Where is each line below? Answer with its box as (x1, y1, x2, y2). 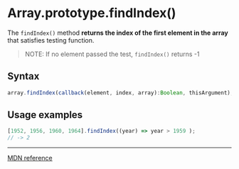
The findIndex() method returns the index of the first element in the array (7, 28, 229, 37)
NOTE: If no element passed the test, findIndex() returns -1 (24, 50, 200, 58)
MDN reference (7, 154, 53, 163)
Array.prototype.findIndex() (7, 5, 176, 21)
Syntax (7, 70, 40, 82)
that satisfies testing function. (7, 36, 95, 44)
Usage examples (7, 109, 83, 121)
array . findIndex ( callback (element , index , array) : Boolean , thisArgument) (7, 89, 231, 97)
